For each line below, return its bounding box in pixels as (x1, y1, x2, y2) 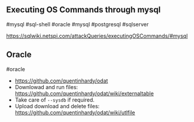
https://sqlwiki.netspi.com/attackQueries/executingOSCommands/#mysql (6, 32, 188, 39)
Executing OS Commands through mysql (6, 5, 161, 15)
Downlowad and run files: (14, 83, 78, 90)
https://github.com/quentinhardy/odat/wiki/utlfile (14, 109, 135, 116)
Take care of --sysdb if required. (14, 96, 95, 103)
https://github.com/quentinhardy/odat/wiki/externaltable (14, 90, 154, 97)
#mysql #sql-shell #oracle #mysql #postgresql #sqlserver (6, 20, 149, 28)
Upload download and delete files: (14, 102, 100, 109)
